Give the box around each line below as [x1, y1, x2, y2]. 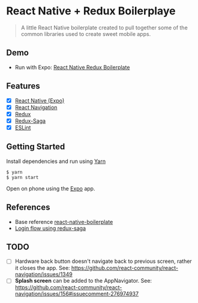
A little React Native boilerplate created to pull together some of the [20, 24, 188, 31]
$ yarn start [6, 174, 39, 180]
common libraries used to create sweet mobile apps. [20, 30, 151, 37]
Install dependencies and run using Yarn [6, 157, 106, 165]
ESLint [14, 124, 31, 131]
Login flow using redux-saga [14, 225, 86, 232]
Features [6, 81, 40, 91]
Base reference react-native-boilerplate [14, 218, 113, 225]
